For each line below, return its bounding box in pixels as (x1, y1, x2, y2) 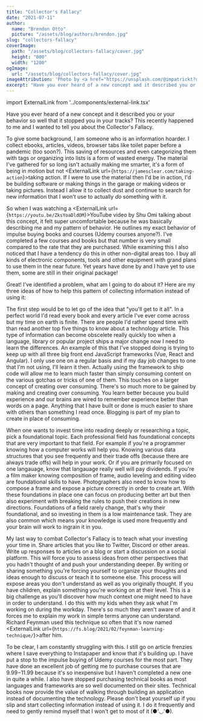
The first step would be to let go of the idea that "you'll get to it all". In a (6, 305, 184, 313)
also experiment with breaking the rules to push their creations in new (6, 497, 180, 505)
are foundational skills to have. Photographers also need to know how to (6, 478, 186, 485)
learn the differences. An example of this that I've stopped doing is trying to (6, 344, 195, 351)
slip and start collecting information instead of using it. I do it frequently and (6, 701, 195, 708)
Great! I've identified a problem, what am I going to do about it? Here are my (6, 281, 195, 288)
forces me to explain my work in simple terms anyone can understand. (6, 613, 181, 619)
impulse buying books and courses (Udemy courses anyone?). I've (6, 231, 173, 238)
